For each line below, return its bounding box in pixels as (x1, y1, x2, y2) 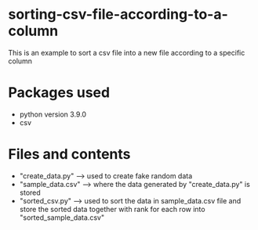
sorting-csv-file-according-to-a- (8, 5, 229, 23)
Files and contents (8, 146, 131, 164)
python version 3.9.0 (19, 110, 87, 119)
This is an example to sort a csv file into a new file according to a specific (8, 48, 245, 57)
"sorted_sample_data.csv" (19, 213, 104, 222)
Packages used (8, 84, 111, 102)
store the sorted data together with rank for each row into (19, 204, 205, 214)
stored (19, 188, 41, 197)
